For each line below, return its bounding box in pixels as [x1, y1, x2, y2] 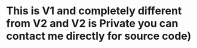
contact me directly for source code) [6, 30, 192, 43]
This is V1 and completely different [6, 4, 182, 18]
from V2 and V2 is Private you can [6, 17, 178, 30]
